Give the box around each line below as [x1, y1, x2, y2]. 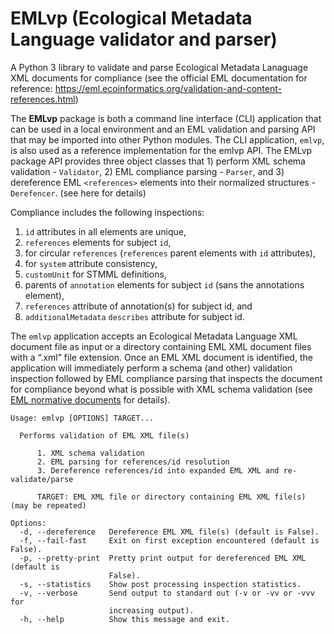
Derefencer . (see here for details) [10, 187, 147, 199]
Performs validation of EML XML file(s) [19, 430, 190, 441]
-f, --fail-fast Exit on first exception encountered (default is [19, 535, 320, 546]
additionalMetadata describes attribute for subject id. [24, 310, 245, 322]
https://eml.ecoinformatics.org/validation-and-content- [54, 82, 282, 94]
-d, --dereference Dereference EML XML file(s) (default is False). [19, 527, 320, 537]
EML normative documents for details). [10, 393, 171, 406]
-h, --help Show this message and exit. [19, 614, 230, 624]
